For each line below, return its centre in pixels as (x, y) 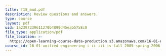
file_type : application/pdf (34, 32)
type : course (19, 19)
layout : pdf (17, 23)
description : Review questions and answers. (52, 14)
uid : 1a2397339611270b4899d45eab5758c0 (46, 28)
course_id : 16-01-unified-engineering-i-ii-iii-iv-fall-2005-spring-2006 (83, 46)
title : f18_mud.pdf (25, 9)
